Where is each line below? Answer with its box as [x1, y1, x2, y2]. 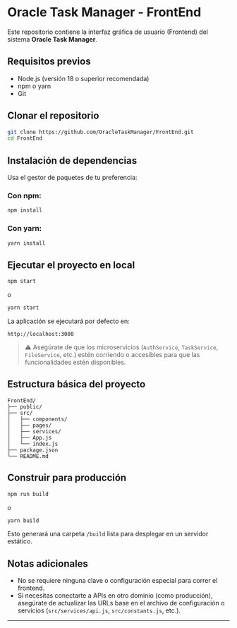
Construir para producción [7, 472, 127, 484]
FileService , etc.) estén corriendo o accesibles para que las [24, 351, 200, 359]
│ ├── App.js [7, 434, 52, 441]
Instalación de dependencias [7, 155, 138, 167]
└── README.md [7, 452, 49, 459]
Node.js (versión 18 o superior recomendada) [17, 74, 150, 83]
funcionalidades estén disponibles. [24, 358, 126, 367]
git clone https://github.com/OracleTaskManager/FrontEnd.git [7, 128, 194, 135]
